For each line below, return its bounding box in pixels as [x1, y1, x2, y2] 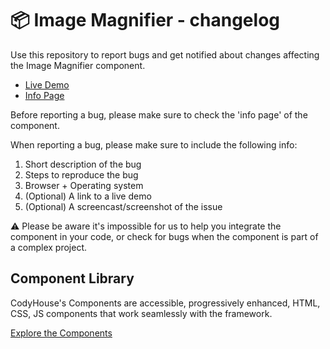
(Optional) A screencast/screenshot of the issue [24, 200, 223, 212]
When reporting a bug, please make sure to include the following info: [10, 138, 298, 151]
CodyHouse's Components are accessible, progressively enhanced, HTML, [10, 297, 321, 309]
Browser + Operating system [24, 179, 144, 191]
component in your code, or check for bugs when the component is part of [10, 230, 319, 242]
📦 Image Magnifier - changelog [10, 9, 281, 32]
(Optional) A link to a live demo [24, 190, 152, 202]
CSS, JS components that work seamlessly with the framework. [10, 307, 273, 319]
